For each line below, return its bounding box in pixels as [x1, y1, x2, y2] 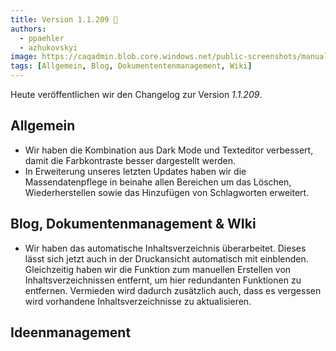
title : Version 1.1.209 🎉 [10, 14, 118, 25]
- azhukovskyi [19, 42, 78, 53]
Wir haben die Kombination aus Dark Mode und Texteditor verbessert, [24, 144, 314, 156]
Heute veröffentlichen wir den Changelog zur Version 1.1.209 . [10, 89, 263, 100]
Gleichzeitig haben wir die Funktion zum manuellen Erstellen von [24, 263, 292, 275]
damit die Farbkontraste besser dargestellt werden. [24, 154, 237, 166]
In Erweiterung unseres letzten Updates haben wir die [24, 165, 247, 177]
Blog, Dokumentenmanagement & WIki [10, 216, 257, 233]
